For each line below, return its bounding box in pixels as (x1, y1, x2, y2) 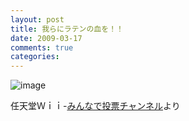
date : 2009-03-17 (10, 33, 83, 43)
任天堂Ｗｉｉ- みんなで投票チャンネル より (10, 100, 181, 112)
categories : (10, 52, 60, 62)
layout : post (10, 14, 65, 25)
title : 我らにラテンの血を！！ (10, 24, 124, 34)
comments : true (10, 42, 74, 53)
